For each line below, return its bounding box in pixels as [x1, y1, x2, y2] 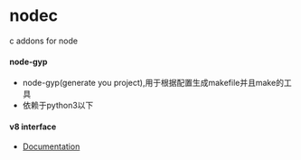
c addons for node [9, 35, 79, 46]
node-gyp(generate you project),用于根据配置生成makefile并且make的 [22, 78, 285, 89]
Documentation [22, 141, 80, 152]
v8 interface [9, 121, 57, 132]
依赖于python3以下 [22, 100, 94, 111]
